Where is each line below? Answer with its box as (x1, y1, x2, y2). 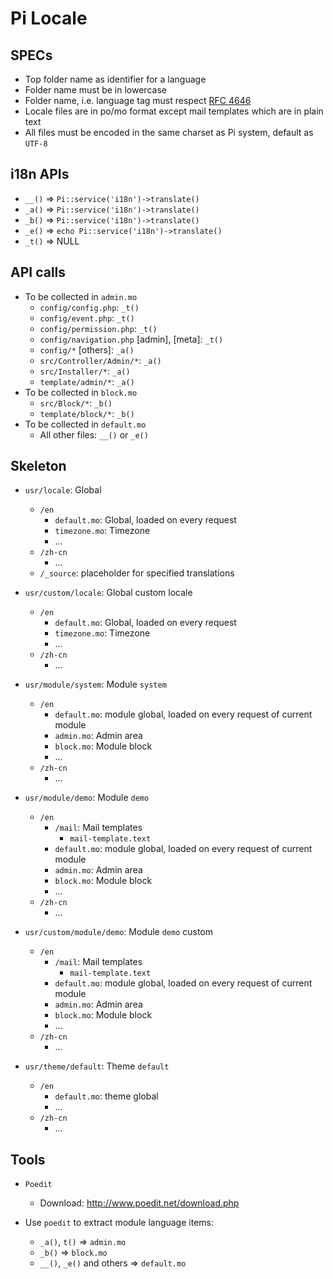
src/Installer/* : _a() (39, 365, 131, 377)
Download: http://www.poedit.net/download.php (39, 1197, 240, 1209)
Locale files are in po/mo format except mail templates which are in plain (24, 105, 324, 117)
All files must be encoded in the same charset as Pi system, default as (24, 127, 314, 138)
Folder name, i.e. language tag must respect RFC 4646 (24, 95, 252, 106)
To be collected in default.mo (24, 418, 147, 430)
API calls (10, 264, 67, 281)
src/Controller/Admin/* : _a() (39, 354, 162, 366)
